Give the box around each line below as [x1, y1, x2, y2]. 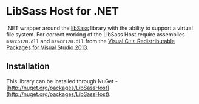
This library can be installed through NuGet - [6, 77, 118, 85]
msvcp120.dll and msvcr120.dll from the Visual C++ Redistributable [6, 37, 175, 44]
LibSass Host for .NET [6, 4, 120, 18]
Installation [6, 61, 50, 72]
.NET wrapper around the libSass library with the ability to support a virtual [6, 24, 193, 32]
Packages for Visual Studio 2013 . [6, 44, 89, 51]
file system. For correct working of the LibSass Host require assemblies [6, 30, 185, 38]
